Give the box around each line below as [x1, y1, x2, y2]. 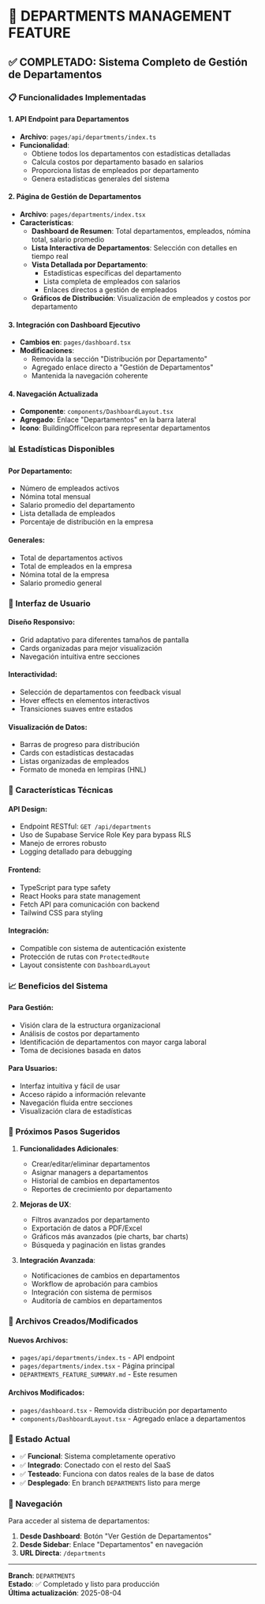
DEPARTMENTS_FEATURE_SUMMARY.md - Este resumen [19, 1369, 177, 1379]
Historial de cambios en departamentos [31, 1176, 160, 1185]
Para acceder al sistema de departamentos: [8, 1516, 150, 1526]
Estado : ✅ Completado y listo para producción [8, 1580, 160, 1589]
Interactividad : [8, 670, 58, 679]
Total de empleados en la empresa [19, 561, 132, 571]
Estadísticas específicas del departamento [43, 268, 181, 277]
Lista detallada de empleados [19, 509, 116, 518]
